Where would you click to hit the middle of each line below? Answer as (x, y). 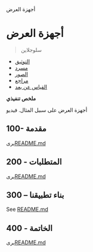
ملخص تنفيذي (21, 98)
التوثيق (22, 61)
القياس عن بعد (31, 87)
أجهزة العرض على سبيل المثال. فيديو (47, 110)
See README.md (27, 210)
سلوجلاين (31, 50)
